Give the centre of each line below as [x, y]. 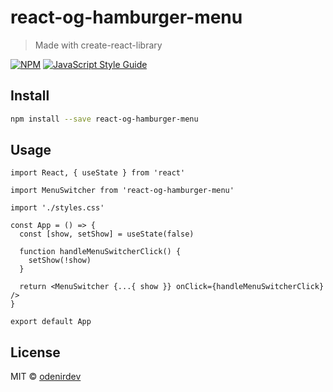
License [35, 352]
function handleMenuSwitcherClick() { [100, 252]
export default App [51, 322]
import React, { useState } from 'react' [98, 173]
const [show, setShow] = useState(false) [107, 234]
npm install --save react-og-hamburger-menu [104, 119]
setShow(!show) [60, 261]
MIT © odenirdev [46, 377]
